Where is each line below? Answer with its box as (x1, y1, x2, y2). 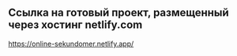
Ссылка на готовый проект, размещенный (8, 6, 229, 19)
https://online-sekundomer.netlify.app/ (8, 39, 134, 48)
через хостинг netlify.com (8, 19, 143, 32)
